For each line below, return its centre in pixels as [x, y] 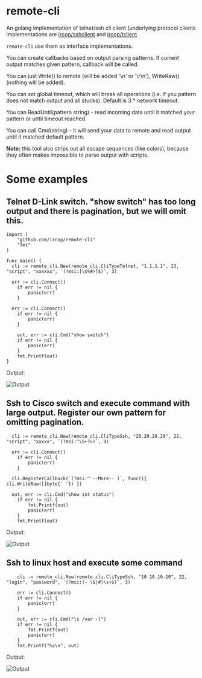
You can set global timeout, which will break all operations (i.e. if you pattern [101, 94]
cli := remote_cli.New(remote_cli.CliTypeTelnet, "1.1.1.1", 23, [96, 266]
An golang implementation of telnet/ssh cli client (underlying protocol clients [101, 28]
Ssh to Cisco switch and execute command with [98, 403]
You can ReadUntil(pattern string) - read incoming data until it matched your [101, 112]
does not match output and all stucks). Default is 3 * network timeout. [93, 100]
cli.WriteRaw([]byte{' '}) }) [44, 484]
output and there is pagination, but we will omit [96, 211]
